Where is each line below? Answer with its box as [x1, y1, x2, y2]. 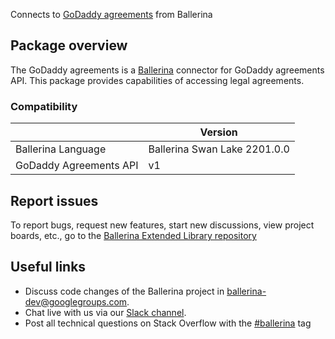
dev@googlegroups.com [24, 295, 128, 308]
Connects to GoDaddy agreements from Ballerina [10, 9, 213, 20]
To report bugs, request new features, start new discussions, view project [10, 219, 315, 231]
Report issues [10, 192, 99, 209]
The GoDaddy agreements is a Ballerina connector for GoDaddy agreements [10, 64, 325, 76]
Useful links [10, 259, 87, 276]
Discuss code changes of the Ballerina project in [24, 285, 225, 297]
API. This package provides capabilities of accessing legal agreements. [10, 74, 305, 86]
